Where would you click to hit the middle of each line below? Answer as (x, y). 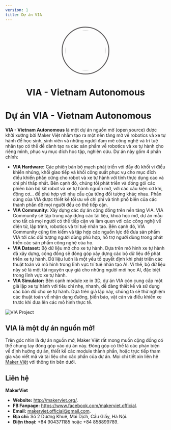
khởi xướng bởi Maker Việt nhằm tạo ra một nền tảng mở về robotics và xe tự (85, 135)
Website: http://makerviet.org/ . (45, 400)
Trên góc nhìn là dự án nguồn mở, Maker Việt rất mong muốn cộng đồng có (84, 340)
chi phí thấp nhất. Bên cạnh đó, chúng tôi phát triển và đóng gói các (84, 183)
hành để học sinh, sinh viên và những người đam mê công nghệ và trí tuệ (82, 140)
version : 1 (17, 10)
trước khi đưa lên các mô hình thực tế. (52, 302)
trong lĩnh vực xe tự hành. (40, 275)
